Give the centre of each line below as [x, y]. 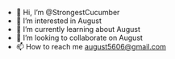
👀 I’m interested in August [59, 21]
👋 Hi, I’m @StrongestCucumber [68, 12]
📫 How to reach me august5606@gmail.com [91, 47]
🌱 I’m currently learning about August [78, 29]
